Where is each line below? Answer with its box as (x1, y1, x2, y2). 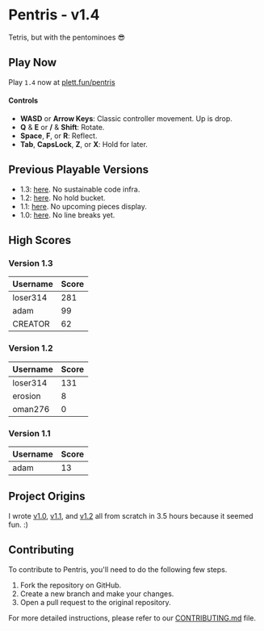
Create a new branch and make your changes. (19, 588, 174, 599)
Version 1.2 (8, 343, 54, 354)
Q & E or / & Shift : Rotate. (19, 122, 105, 132)
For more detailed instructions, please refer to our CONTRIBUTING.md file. (8, 612, 257, 623)
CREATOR (12, 318, 50, 330)
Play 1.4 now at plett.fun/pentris (8, 77, 115, 86)
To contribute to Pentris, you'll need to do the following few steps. (8, 564, 228, 574)
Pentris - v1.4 (8, 6, 100, 24)
